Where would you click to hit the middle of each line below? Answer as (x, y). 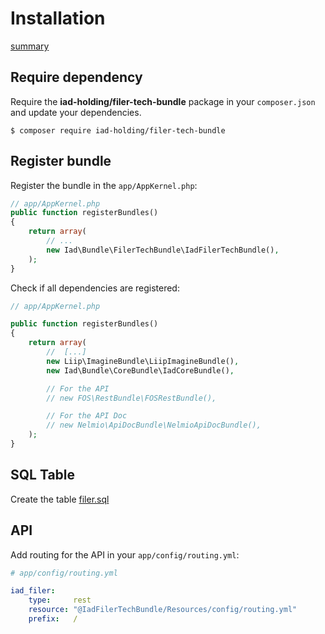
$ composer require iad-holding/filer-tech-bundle (118, 130)
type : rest (60, 600)
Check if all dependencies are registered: (95, 288)
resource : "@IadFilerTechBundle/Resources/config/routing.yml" (163, 610)
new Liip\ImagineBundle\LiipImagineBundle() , (143, 361)
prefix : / (53, 619)
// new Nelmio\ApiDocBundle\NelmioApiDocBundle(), (154, 425)
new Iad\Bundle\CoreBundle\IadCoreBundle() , (140, 370)
